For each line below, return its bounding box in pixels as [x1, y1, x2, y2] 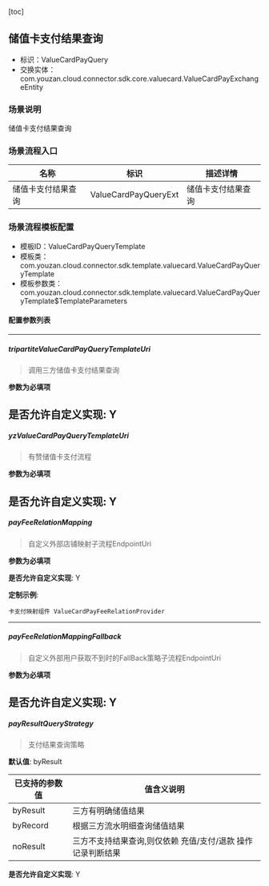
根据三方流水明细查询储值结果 [71, 820, 185, 832]
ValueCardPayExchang [183, 74, 259, 83]
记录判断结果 [71, 847, 121, 858]
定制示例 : [8, 590, 39, 599]
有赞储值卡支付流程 [27, 452, 92, 461]
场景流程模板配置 [8, 222, 74, 233]
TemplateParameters [58, 296, 128, 305]
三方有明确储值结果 [71, 805, 145, 816]
